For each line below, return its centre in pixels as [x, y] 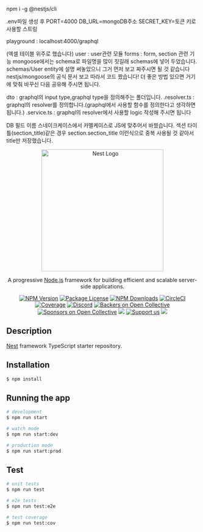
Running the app [38, 398]
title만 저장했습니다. [30, 140]
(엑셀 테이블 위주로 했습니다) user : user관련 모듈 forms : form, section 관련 [98, 54]
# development [24, 412]
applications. [109, 286]
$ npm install [24, 379]
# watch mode [23, 429]
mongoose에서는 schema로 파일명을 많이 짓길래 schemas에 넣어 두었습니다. [105, 61]
